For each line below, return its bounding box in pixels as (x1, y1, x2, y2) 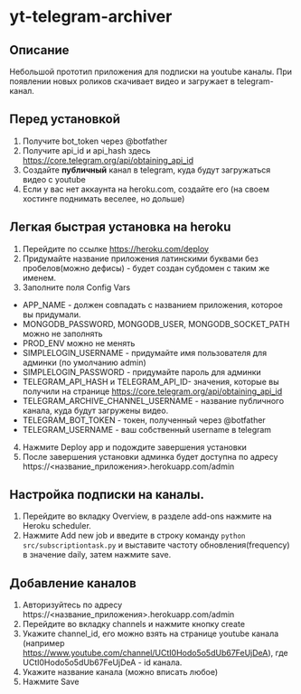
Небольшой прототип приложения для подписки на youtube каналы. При (9, 66, 292, 77)
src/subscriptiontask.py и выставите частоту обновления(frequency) (22, 539, 291, 550)
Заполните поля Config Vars (22, 282, 131, 293)
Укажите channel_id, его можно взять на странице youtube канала (22, 628, 279, 639)
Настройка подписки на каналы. (9, 487, 205, 502)
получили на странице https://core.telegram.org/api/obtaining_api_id (22, 386, 283, 397)
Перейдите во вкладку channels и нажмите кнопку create (22, 619, 246, 630)
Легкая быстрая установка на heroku (9, 220, 231, 235)
